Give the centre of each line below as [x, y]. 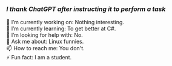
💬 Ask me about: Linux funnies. [45, 42]
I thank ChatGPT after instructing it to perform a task [86, 9]
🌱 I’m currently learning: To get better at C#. [61, 28]
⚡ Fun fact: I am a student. [39, 58]
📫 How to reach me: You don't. [45, 48]
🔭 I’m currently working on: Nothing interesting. [65, 22]
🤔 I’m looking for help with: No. [45, 35]
